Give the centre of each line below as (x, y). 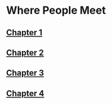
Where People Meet (56, 10)
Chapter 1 (24, 33)
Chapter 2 (25, 52)
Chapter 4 (25, 93)
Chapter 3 (25, 73)
